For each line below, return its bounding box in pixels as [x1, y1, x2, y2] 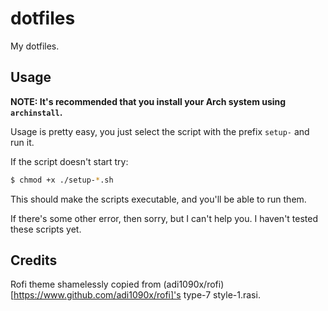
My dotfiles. [10, 40, 60, 52]
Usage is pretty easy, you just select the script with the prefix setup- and [10, 125, 310, 137]
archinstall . [10, 106, 63, 118]
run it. [10, 136, 35, 148]
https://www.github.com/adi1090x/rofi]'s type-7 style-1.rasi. [13, 289, 261, 301]
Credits [10, 252, 58, 269]
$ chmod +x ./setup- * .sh [10, 175, 114, 185]
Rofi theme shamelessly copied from [10, 278, 162, 291]
